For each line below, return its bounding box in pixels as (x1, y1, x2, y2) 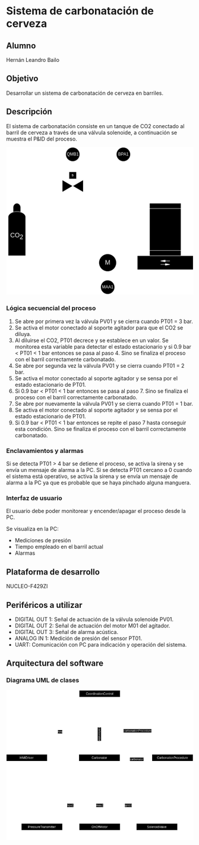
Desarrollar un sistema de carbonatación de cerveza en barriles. (6, 89, 163, 97)
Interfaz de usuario (6, 493, 62, 502)
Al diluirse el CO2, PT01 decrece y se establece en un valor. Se (14, 337, 169, 344)
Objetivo (6, 73, 39, 84)
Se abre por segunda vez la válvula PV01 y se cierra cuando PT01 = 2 (14, 362, 185, 369)
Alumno (6, 41, 36, 51)
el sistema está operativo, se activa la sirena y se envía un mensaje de (6, 473, 178, 480)
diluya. (14, 330, 31, 337)
